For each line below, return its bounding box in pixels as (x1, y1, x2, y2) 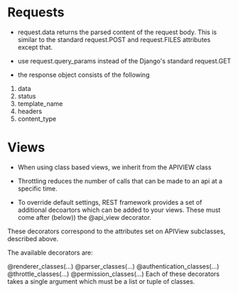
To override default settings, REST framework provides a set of (17, 198, 202, 206)
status (17, 92, 36, 100)
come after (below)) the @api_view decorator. (17, 213, 151, 221)
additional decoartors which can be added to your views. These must (17, 206, 221, 214)
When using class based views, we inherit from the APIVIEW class (17, 163, 212, 171)
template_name (17, 99, 63, 107)
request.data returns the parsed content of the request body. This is (17, 28, 217, 36)
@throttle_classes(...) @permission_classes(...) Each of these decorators (7, 270, 220, 278)
